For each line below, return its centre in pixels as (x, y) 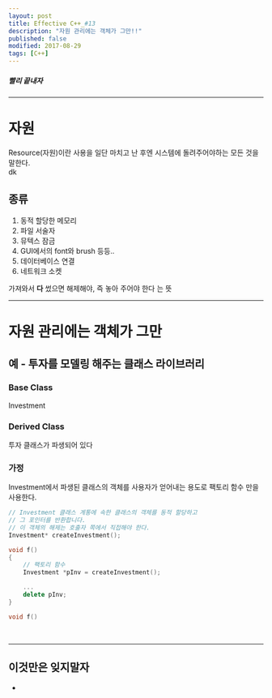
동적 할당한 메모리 (48, 221)
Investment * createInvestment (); (65, 535)
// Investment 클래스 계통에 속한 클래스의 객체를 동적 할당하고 (103, 513)
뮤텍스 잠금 (38, 241)
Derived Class (36, 426)
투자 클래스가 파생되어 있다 (51, 445)
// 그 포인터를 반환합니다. (47, 520)
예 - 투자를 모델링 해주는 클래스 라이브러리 (106, 364)
